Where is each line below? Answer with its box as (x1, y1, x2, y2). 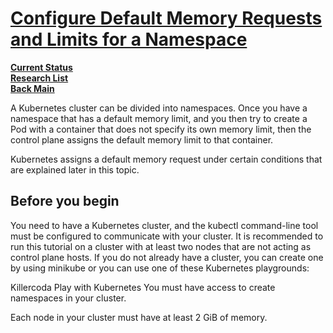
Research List (10, 72, 69, 84)
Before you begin (10, 193, 120, 210)
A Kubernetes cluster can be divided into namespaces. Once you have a (10, 102, 308, 114)
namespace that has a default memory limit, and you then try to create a (10, 112, 308, 124)
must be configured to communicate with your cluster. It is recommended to (10, 230, 324, 242)
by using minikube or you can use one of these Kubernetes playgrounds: (10, 262, 310, 274)
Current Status (10, 61, 73, 73)
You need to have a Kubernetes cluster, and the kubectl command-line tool (10, 219, 319, 231)
